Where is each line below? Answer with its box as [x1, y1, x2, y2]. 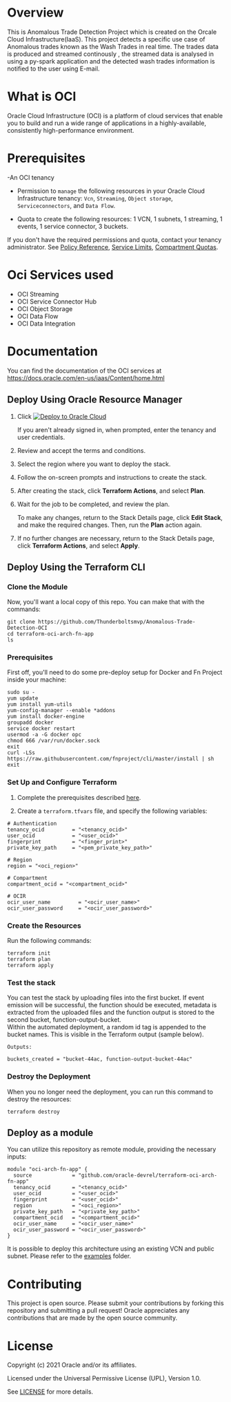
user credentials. [17, 433, 66, 441]
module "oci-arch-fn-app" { [7, 1166, 88, 1173]
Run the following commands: [7, 937, 92, 945]
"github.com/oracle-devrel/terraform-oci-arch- [78, 1172, 217, 1179]
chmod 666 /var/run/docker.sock [7, 738, 100, 745]
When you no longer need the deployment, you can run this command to [7, 1087, 214, 1096]
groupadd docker [7, 719, 54, 727]
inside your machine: [7, 675, 67, 684]
